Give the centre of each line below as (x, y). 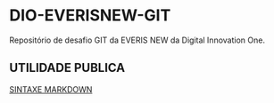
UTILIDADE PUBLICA (67, 68)
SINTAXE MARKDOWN (51, 89)
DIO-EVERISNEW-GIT (90, 16)
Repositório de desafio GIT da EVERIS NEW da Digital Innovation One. (137, 40)
